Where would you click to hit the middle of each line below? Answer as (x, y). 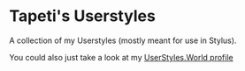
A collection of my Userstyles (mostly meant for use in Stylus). (123, 40)
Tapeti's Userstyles (83, 16)
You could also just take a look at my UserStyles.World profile (121, 57)
